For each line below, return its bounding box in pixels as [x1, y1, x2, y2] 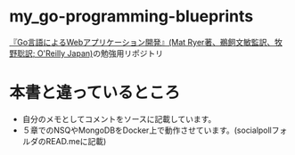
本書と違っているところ [9, 83, 181, 103]
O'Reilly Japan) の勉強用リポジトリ [37, 47, 163, 59]
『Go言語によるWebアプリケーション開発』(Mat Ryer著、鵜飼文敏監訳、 [9, 37, 275, 47]
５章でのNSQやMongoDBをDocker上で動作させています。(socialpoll [21, 125, 272, 135]
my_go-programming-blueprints [9, 6, 254, 27]
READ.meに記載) [45, 135, 107, 146]
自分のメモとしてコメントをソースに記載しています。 [21, 113, 217, 124]
